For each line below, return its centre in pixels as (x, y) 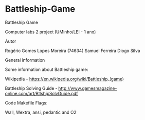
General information (25, 60)
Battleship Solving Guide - (31, 88)
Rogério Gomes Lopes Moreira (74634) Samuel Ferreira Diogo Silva (72, 51)
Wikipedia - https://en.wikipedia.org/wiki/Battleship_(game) (64, 79)
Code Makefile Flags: (26, 103)
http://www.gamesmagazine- (88, 88)
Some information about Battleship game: (47, 69)
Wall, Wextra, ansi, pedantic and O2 (41, 112)
